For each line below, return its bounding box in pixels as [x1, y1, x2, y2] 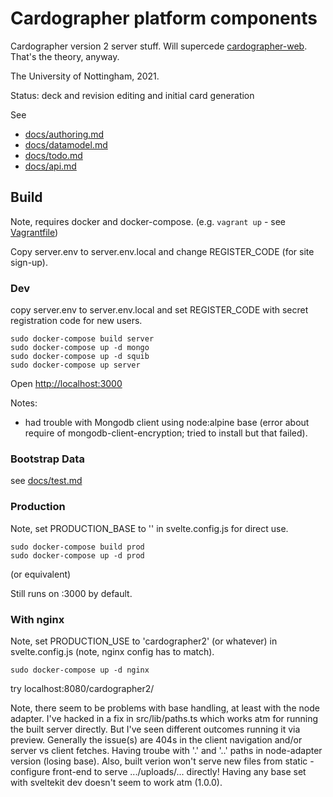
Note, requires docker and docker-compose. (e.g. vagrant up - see [10, 215, 286, 227]
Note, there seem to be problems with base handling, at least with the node [10, 702, 320, 714]
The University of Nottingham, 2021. [10, 70, 160, 82]
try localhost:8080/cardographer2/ [10, 682, 155, 694]
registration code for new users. [10, 315, 143, 327]
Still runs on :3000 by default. [10, 587, 133, 599]
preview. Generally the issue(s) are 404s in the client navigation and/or [10, 733, 303, 746]
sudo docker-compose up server [10, 360, 141, 371]
